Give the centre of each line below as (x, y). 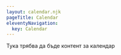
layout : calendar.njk (34, 12)
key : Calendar (29, 29)
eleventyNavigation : (33, 23)
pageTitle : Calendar (33, 18)
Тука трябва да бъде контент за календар (61, 46)
